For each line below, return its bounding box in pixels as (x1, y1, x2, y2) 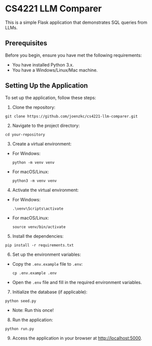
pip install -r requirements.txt (5, 242, 74, 248)
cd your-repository (5, 132, 45, 137)
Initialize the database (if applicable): (12, 288, 87, 295)
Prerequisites (5, 39, 47, 48)
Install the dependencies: (12, 233, 64, 239)
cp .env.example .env (12, 271, 57, 276)
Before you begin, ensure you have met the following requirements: (5, 52, 142, 58)
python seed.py (5, 298, 37, 303)
